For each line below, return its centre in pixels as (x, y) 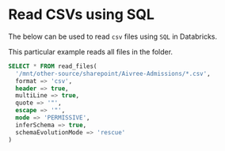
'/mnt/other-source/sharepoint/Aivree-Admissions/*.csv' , (113, 74)
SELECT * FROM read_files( (53, 66)
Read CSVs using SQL (81, 15)
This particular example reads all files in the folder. (90, 51)
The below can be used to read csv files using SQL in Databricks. (113, 36)
